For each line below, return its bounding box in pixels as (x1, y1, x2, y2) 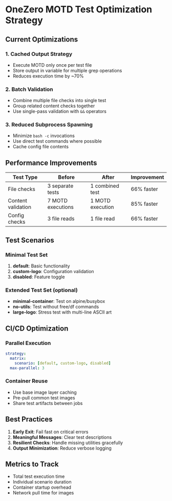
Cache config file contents (12, 144, 69, 150)
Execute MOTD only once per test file (12, 62, 92, 68)
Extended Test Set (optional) (5, 286, 78, 294)
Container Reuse (5, 377, 48, 384)
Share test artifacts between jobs (12, 400, 83, 406)
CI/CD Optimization (5, 324, 69, 333)
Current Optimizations (5, 35, 78, 44)
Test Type (12, 174, 38, 181)
